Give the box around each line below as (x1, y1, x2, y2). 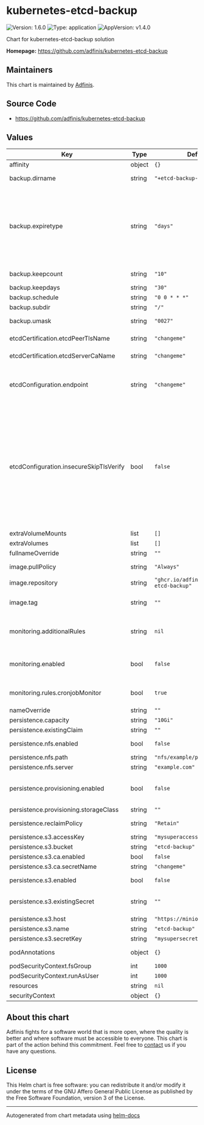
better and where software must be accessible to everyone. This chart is (6, 1035, 188, 1042)
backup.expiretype (9, 222, 63, 231)
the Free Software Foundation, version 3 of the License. (6, 1094, 146, 1101)
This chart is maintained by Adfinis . (6, 81, 95, 88)
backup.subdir (9, 303, 50, 311)
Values (6, 132, 33, 143)
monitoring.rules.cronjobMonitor (9, 688, 101, 697)
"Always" (154, 563, 180, 571)
